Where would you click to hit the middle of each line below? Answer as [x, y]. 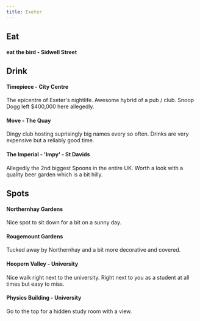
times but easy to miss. [35, 284]
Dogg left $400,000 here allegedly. [50, 106]
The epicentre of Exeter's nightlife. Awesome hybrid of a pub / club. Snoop [100, 100]
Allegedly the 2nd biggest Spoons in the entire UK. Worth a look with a [95, 168]
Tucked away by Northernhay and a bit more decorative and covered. [94, 250]
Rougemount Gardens [35, 236]
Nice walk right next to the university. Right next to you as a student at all [98, 277]
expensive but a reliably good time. [50, 140]
